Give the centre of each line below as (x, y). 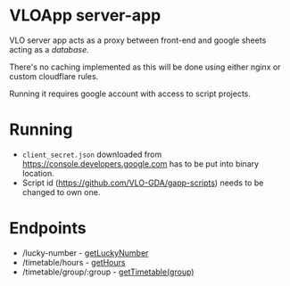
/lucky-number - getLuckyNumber (85, 253)
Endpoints (48, 229)
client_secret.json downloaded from (92, 154)
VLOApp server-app (85, 16)
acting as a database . (49, 49)
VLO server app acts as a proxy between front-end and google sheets (138, 40)
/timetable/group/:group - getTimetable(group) (108, 272)
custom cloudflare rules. (54, 76)
